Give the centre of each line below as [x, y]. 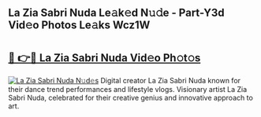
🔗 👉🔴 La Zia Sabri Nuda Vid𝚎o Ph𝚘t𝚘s [104, 58]
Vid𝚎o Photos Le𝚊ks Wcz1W [79, 26]
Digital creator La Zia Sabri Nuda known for [171, 80]
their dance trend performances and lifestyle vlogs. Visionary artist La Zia [128, 89]
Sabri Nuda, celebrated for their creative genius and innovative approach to [131, 98]
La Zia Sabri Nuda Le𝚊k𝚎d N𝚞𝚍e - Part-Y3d [116, 13]
